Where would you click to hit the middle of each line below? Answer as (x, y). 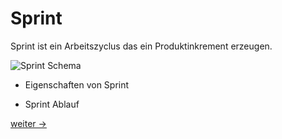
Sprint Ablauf (52, 104)
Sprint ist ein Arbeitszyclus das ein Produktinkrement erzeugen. (141, 46)
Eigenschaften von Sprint (77, 84)
